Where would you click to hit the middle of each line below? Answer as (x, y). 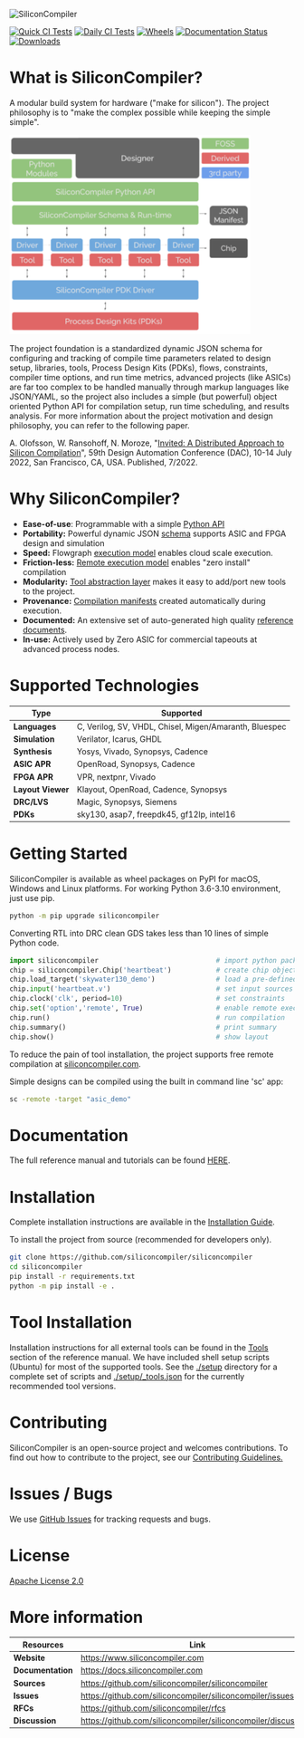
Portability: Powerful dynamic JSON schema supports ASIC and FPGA (154, 533)
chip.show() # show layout (139, 1037)
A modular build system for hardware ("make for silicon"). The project (139, 102)
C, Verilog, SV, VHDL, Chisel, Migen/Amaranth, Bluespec (181, 726)
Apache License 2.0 (47, 1580)
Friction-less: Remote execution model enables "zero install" (137, 562)
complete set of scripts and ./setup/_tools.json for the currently (127, 1376)
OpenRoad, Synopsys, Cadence (136, 764)
